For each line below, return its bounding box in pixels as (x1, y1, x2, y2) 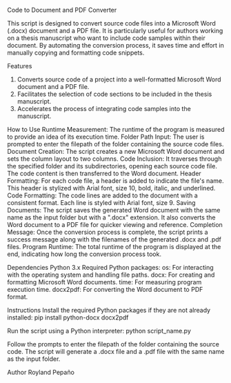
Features (7, 62, 32, 70)
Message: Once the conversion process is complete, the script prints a (7, 228, 208, 236)
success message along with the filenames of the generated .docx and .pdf (7, 235, 222, 244)
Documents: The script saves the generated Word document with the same (7, 206, 221, 214)
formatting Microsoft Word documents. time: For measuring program (7, 278, 202, 286)
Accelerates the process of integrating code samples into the (17, 105, 191, 112)
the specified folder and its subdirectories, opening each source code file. (7, 162, 217, 170)
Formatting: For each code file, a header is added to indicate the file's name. (7, 177, 224, 185)
